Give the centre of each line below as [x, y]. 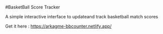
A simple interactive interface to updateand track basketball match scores [82, 17]
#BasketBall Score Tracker [33, 7]
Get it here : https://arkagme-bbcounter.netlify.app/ [58, 26]
